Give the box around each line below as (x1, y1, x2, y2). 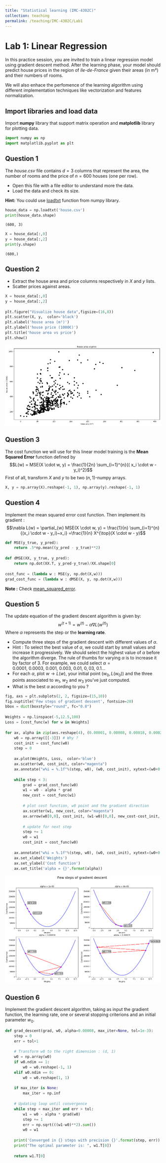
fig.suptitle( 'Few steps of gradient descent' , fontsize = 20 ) (5, 699, 134, 704)
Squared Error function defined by (5, 454, 76, 460)
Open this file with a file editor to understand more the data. (12, 182, 134, 188)
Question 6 (5, 993, 40, 1002)
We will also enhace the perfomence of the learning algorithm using (5, 82, 143, 88)
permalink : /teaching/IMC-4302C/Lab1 (5, 18, 83, 23)
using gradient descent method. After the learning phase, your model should (5, 62, 161, 68)
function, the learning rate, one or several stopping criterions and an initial (5, 1011, 156, 1017)
